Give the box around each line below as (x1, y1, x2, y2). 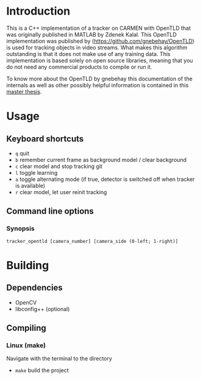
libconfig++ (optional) (15, 305, 70, 312)
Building (6, 258, 49, 272)
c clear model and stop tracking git (15, 163, 102, 170)
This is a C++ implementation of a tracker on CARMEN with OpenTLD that (6, 24, 191, 32)
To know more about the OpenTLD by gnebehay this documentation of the (6, 75, 193, 82)
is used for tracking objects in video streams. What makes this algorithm (6, 44, 188, 51)
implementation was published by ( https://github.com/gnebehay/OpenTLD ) (6, 37, 195, 44)
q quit (15, 149, 29, 157)
